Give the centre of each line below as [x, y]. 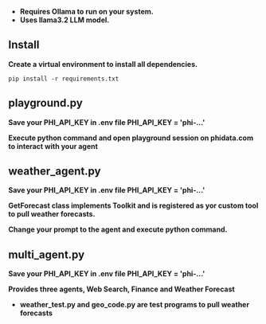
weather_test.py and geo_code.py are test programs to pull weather [134, 305]
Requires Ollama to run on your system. [86, 12]
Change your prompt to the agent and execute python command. [118, 229]
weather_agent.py [55, 172]
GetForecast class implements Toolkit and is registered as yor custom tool [133, 205]
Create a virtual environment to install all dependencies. [103, 64]
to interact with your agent [53, 146]
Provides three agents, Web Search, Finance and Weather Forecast [121, 289]
